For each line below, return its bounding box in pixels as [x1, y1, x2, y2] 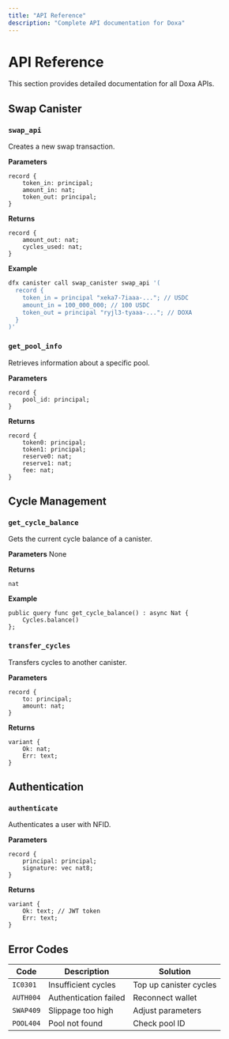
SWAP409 [12, 1006, 41, 1015]
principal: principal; [22, 857, 97, 866]
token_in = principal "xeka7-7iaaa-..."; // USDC [22, 293, 190, 301]
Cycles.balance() [22, 616, 80, 625]
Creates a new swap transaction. [8, 142, 115, 151]
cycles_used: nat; [22, 243, 83, 251]
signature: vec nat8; [22, 864, 93, 872]
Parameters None [8, 550, 67, 559]
